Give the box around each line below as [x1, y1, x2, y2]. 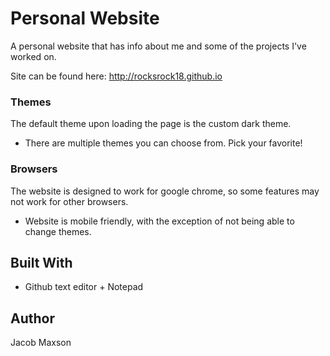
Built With [10, 254, 73, 271]
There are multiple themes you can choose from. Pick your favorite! [24, 137, 303, 149]
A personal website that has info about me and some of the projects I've [10, 40, 307, 52]
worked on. [10, 50, 57, 62]
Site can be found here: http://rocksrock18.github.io [10, 70, 223, 82]
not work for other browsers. [10, 195, 129, 207]
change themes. [24, 225, 92, 237]
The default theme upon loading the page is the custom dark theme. [10, 118, 292, 130]
